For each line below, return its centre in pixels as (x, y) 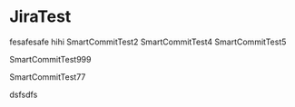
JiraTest (40, 17)
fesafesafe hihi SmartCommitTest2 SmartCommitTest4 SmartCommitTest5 (148, 42)
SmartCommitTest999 (50, 59)
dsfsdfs (24, 94)
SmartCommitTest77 (48, 77)
